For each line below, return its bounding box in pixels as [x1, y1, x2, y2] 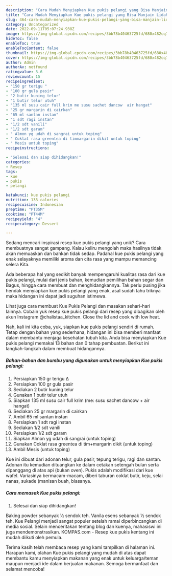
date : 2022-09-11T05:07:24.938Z [6, 27, 75, 32]
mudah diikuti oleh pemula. [6, 535, 63, 541]
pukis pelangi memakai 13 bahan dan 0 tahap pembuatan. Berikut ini [6, 340, 150, 346]
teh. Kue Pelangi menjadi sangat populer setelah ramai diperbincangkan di [6, 518, 162, 524]
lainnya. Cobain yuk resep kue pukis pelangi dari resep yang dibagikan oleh [6, 308, 165, 315]
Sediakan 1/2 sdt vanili [13, 424, 61, 431]
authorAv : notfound [6, 65, 47, 70]
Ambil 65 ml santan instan [13, 414, 68, 420]
